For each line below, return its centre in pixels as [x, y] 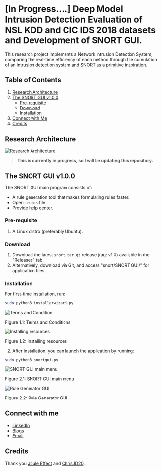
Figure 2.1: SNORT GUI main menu [40, 379]
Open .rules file [29, 203]
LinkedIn [21, 425]
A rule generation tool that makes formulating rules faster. [71, 197]
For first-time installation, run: [35, 294]
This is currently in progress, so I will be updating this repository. [85, 160]
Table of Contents [33, 80]
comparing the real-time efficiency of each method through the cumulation [81, 59]
